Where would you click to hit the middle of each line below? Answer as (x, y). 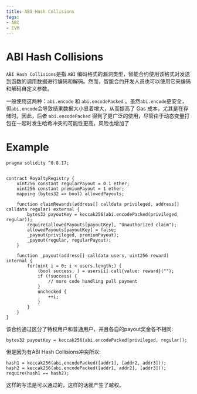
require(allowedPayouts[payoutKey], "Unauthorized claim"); (102, 225)
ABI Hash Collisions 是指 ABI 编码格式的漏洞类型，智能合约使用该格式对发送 (98, 74)
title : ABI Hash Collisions (40, 11)
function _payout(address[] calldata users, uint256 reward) (93, 256)
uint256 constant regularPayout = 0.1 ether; (73, 184)
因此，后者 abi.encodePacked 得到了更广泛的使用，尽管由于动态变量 (103, 116)
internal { (19, 261)
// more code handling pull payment (93, 282)
